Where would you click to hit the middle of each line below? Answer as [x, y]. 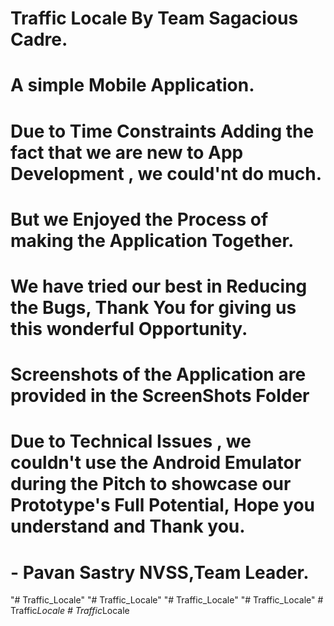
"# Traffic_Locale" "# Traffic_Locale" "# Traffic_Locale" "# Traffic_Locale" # [167, 600]
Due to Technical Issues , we [131, 441]
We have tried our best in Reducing [159, 286]
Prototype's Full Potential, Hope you [162, 505]
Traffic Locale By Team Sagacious [154, 18]
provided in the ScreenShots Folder [160, 396]
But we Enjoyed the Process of [139, 219]
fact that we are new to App [127, 152]
